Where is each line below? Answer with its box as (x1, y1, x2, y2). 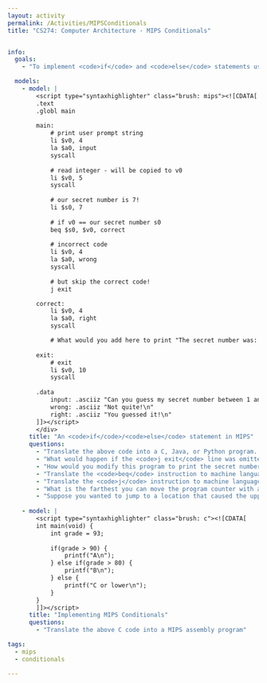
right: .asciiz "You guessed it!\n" (49, 411, 172, 419)
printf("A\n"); (64, 552, 115, 560)
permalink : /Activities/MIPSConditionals (7, 19, 147, 27)
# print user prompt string (49, 129, 144, 137)
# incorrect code (49, 240, 108, 248)
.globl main (36, 107, 77, 115)
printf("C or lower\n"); (64, 581, 147, 590)
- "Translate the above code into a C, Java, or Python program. (36, 448, 258, 456)
